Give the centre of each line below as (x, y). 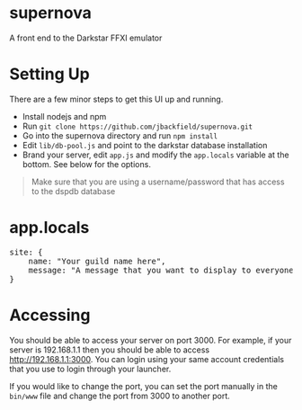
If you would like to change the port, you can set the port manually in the (144, 386)
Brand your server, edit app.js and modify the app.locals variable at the (155, 155)
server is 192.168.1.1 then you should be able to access (110, 350)
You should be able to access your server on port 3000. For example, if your (151, 340)
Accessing (50, 315)
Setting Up (49, 74)
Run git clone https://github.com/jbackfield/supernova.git (138, 126)
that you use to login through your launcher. (90, 369)
